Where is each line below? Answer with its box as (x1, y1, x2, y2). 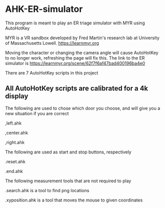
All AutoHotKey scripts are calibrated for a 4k (5, 84, 149, 93)
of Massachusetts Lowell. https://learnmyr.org (5, 40, 99, 46)
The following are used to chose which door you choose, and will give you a (5, 105, 161, 111)
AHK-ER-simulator (5, 3, 83, 15)
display (5, 92, 29, 100)
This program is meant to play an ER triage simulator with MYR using (5, 20, 145, 26)
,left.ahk (5, 120, 22, 126)
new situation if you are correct (5, 110, 69, 116)
